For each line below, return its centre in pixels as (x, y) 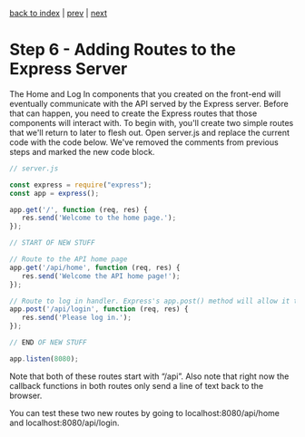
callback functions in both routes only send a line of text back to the (137, 385)
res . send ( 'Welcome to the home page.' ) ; (99, 218)
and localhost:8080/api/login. (64, 422)
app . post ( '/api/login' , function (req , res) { (99, 309)
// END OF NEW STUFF (49, 343)
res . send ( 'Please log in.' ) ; (76, 318)
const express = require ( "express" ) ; (81, 185)
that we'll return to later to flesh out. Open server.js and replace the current (150, 132)
